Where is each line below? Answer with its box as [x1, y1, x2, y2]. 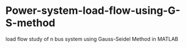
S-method [5, 16, 56, 29]
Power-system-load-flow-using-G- [5, 4, 181, 17]
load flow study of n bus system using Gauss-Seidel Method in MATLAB [5, 35, 178, 42]
